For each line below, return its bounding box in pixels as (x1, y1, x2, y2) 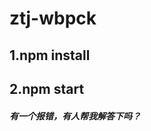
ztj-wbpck (9, 7, 97, 30)
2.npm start (9, 80, 85, 97)
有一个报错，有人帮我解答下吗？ (9, 110, 141, 122)
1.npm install (9, 47, 91, 64)
